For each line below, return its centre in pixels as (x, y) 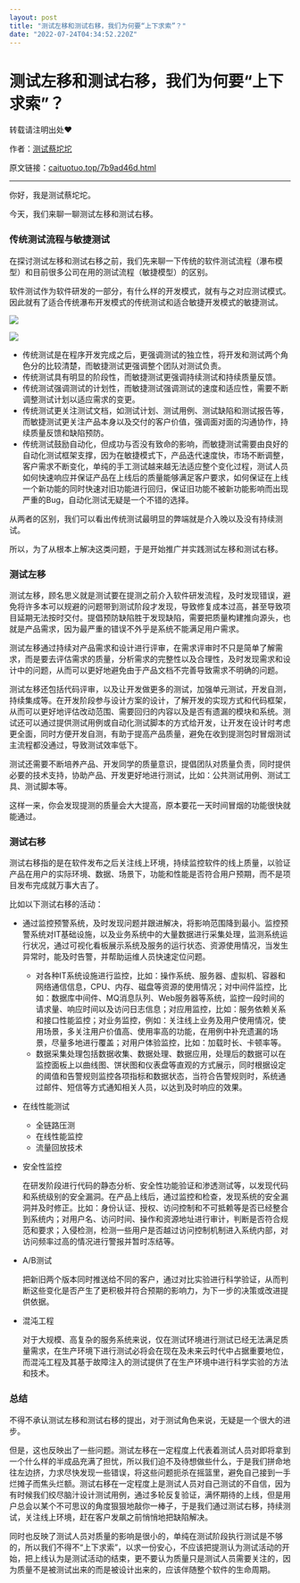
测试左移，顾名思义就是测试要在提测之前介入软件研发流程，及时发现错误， (146, 595)
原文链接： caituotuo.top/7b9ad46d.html (83, 168)
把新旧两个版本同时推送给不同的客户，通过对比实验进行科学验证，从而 (151, 1279)
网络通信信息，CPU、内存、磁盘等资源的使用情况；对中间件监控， (157, 987)
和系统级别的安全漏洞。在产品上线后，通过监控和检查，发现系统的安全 (151, 1197)
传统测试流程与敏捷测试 (59, 239)
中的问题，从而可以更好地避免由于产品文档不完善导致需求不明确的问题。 (150, 670)
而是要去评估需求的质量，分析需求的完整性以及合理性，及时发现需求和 (154, 658)
